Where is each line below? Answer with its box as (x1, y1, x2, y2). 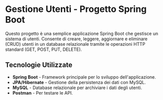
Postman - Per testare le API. (12, 90, 73, 96)
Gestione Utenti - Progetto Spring (5, 3, 147, 15)
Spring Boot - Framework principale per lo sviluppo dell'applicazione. (12, 74, 156, 80)
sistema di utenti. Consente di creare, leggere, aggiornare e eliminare (5, 36, 148, 42)
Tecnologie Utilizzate (5, 61, 72, 69)
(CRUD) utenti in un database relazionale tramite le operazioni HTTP (5, 41, 145, 47)
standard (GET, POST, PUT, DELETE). (5, 46, 82, 52)
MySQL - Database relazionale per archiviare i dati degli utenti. (12, 85, 142, 91)
